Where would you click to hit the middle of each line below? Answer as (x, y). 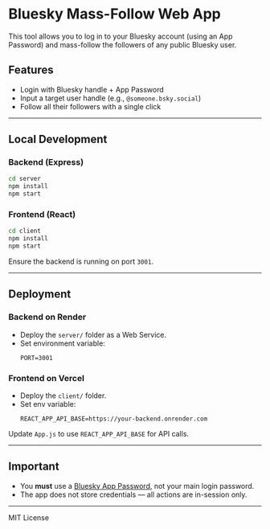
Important (34, 467)
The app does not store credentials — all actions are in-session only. (133, 494)
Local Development (58, 139)
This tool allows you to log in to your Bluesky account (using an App (121, 36)
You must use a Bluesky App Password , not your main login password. (137, 486)
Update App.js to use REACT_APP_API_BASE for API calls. (99, 433)
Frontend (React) (42, 214)
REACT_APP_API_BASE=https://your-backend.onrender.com (114, 419)
